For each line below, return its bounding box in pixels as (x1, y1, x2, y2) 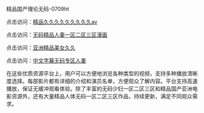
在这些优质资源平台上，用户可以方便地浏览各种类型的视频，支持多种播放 (6, 70, 187, 77)
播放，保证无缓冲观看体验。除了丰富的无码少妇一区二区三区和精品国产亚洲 (6, 85, 192, 92)
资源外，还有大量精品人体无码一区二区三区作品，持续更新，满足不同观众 (11, 93, 192, 100)
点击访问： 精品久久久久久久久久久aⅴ (6, 18, 98, 26)
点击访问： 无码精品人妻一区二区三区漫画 (6, 31, 107, 38)
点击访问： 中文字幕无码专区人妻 (6, 57, 86, 64)
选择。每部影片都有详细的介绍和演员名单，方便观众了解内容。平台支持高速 (11, 78, 198, 84)
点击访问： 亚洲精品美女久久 (6, 44, 76, 51)
